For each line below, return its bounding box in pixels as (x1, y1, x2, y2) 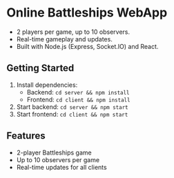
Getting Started (6, 62, 75, 74)
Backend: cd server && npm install (26, 88, 130, 96)
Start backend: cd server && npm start (16, 102, 128, 111)
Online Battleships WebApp (6, 5, 168, 21)
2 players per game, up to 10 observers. (16, 28, 130, 36)
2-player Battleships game (16, 148, 92, 157)
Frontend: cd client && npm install (26, 95, 130, 103)
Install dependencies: (16, 81, 78, 89)
